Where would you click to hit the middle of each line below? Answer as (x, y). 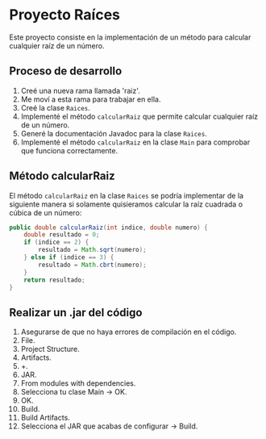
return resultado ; (54, 280)
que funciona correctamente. (69, 150)
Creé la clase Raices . (56, 107)
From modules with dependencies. (78, 383)
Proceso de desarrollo (66, 71)
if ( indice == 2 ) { (56, 242)
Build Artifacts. (46, 418)
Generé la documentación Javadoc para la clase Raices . (114, 133)
